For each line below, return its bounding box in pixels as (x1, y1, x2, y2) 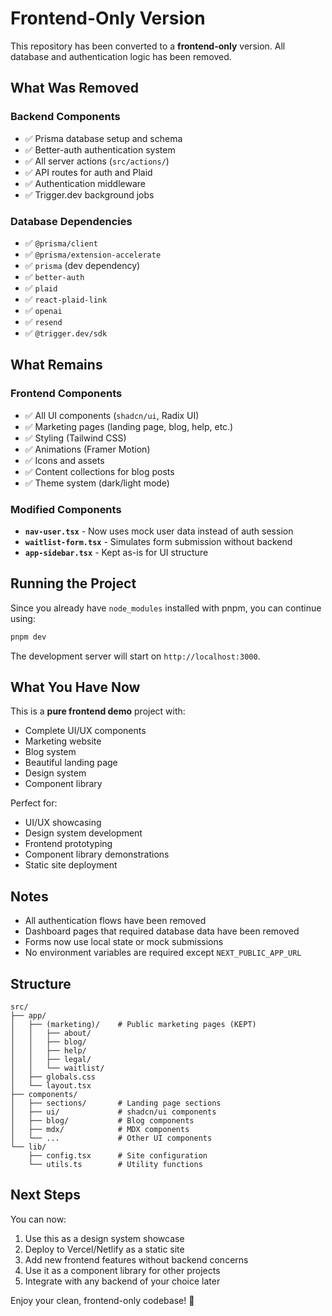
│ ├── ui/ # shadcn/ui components (10, 1107, 217, 1117)
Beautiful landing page (24, 757, 118, 769)
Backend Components (10, 110, 121, 124)
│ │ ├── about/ (10, 1028, 92, 1039)
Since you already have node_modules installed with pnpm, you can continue (10, 602, 322, 614)
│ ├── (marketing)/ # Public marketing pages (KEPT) (10, 1020, 257, 1030)
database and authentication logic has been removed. (10, 50, 232, 62)
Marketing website (24, 735, 102, 747)
